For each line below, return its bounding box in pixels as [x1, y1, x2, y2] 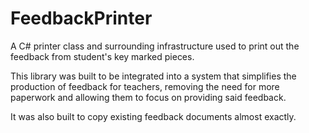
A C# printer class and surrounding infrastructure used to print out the [10, 40, 300, 52]
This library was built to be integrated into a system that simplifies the [10, 70, 297, 82]
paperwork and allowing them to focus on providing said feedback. [10, 91, 287, 103]
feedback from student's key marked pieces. [10, 50, 195, 62]
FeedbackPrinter [10, 7, 153, 30]
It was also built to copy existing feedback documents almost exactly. [10, 110, 297, 122]
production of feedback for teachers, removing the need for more [10, 80, 280, 92]
